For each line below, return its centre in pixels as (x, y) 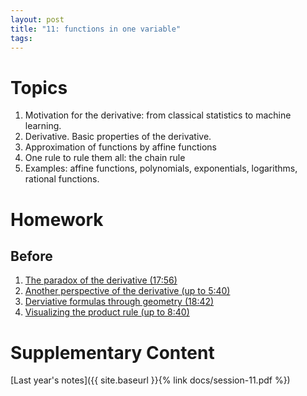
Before (31, 256)
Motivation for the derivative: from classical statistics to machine (158, 115)
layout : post (37, 19)
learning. (43, 126)
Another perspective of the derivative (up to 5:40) (127, 291)
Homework (57, 219)
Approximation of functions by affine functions (120, 147)
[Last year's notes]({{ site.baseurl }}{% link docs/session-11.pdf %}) (150, 380)
